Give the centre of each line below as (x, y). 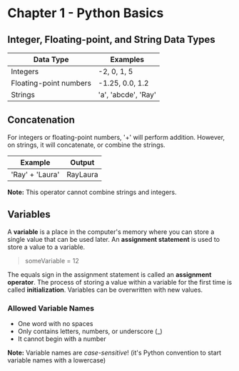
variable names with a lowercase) (57, 360)
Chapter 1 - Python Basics (86, 13)
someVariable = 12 (52, 260)
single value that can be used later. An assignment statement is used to (113, 239)
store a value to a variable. (46, 247)
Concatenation (41, 120)
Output (82, 162)
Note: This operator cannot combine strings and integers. (92, 192)
